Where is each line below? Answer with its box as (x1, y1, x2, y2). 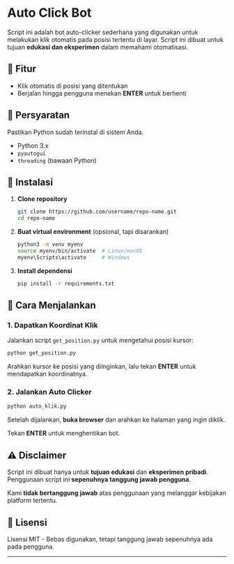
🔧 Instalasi (7, 176, 54, 188)
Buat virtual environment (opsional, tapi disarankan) (17, 228, 169, 236)
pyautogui (17, 150, 47, 157)
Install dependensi (17, 267, 73, 275)
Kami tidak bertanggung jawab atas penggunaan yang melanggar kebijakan (7, 489, 226, 497)
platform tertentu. (7, 496, 58, 505)
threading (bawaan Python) (17, 156, 97, 165)
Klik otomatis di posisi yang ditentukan (17, 82, 128, 90)
